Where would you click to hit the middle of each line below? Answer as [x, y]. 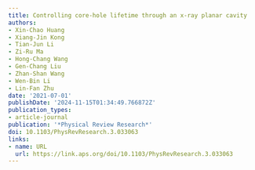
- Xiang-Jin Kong [36, 37]
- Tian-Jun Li [31, 45]
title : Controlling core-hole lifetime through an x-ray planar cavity [127, 15]
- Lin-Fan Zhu [31, 88]
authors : [22, 23]
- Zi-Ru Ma [26, 52]
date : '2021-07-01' [40, 96]
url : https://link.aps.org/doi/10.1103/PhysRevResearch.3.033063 [124, 154]
